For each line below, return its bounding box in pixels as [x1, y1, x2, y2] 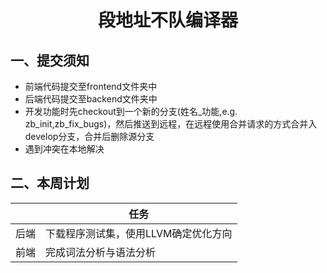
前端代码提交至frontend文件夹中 [24, 81, 158, 92]
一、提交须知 [10, 52, 90, 69]
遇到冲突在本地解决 [24, 143, 105, 155]
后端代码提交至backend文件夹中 [24, 93, 158, 105]
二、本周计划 [10, 175, 90, 192]
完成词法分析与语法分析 [45, 245, 157, 259]
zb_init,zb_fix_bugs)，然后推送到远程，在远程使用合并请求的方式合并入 [24, 118, 318, 130]
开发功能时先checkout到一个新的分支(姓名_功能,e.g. [24, 106, 238, 117]
